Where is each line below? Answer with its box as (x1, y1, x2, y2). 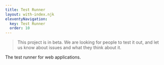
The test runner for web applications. (5, 54, 81, 60)
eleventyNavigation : (5, 16, 48, 21)
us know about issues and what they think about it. (17, 45, 122, 51)
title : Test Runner (5, 7, 46, 12)
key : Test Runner (9, 21, 46, 26)
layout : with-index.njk (5, 12, 55, 17)
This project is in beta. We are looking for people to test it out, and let (17, 39, 159, 45)
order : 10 (9, 26, 30, 31)
